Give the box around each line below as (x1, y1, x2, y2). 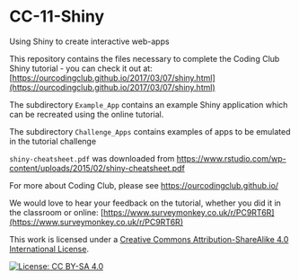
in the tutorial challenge (9, 136, 97, 146)
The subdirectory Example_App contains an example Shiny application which (9, 99, 288, 109)
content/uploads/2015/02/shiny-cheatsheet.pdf (9, 162, 186, 173)
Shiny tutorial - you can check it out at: (9, 63, 153, 74)
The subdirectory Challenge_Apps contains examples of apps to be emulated (9, 126, 291, 136)
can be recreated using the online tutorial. (9, 109, 164, 119)
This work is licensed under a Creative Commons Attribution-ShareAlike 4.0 (9, 233, 289, 244)
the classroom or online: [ (9, 206, 104, 217)
